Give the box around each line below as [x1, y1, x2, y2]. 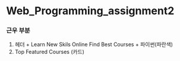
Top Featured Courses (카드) [14, 49, 85, 56]
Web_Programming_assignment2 [6, 4, 175, 18]
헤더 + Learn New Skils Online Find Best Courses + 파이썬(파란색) [14, 41, 173, 48]
